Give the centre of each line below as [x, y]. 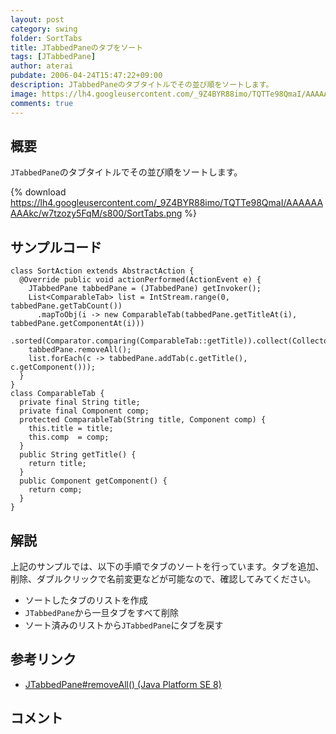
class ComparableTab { [57, 394]
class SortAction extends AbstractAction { [102, 271]
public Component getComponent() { [93, 481]
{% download [38, 192]
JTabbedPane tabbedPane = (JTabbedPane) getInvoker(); [145, 289]
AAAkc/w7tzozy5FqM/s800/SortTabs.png [96, 213]
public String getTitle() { [78, 455]
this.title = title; [71, 429]
